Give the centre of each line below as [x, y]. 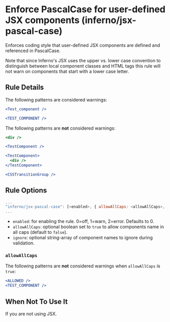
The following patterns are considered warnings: [56, 100]
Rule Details [25, 88]
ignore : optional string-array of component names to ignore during [82, 238]
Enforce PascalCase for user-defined [86, 9]
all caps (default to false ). [40, 232]
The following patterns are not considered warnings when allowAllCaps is [83, 266]
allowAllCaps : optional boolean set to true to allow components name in [88, 227]
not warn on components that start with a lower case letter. [67, 71]
